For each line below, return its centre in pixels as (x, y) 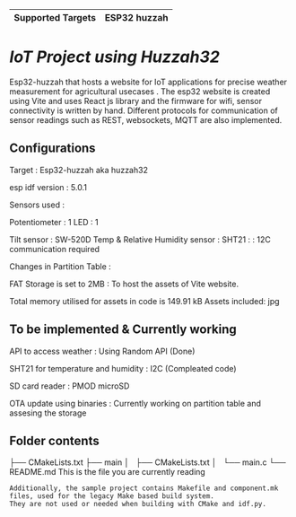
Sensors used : (37, 205)
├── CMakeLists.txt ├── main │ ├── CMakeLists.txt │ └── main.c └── (148, 462)
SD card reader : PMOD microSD (70, 386)
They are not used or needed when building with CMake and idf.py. (138, 504)
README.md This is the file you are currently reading (108, 472)
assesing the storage (48, 413)
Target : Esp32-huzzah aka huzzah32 (78, 170)
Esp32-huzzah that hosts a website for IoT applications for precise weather (148, 82)
